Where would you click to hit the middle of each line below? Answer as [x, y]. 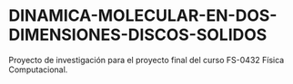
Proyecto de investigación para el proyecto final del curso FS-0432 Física [146, 60]
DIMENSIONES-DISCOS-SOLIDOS [138, 35]
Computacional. [38, 70]
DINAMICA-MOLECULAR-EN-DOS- [143, 16]
